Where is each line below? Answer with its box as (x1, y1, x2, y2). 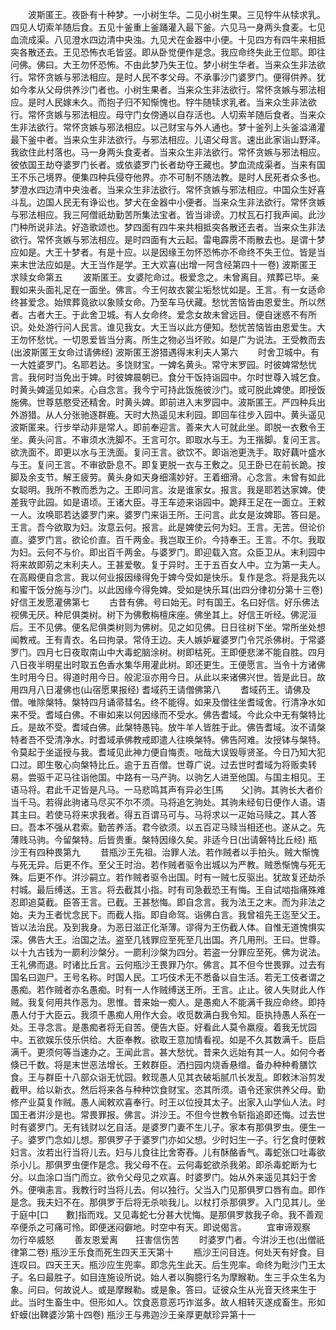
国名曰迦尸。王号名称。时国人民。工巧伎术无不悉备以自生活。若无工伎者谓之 (10, 971, 326, 983)
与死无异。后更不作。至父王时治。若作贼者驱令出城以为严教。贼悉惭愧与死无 (10, 859, 326, 870)
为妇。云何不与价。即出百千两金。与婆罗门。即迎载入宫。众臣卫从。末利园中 (10, 546, 326, 558)
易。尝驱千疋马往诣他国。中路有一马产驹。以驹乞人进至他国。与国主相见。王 (10, 771, 326, 783)
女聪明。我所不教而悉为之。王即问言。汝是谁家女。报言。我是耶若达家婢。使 (10, 484, 326, 495)
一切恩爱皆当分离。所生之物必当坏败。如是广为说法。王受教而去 (62, 334, 326, 345)
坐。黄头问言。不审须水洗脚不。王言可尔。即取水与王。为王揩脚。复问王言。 (10, 434, 326, 445)
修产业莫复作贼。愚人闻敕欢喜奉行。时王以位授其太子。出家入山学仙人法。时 (10, 1096, 326, 1108)
